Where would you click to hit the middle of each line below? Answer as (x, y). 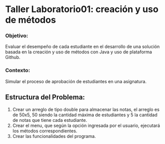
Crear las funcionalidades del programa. (54, 136)
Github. (13, 57)
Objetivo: (17, 36)
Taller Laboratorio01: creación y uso (82, 9)
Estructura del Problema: (45, 97)
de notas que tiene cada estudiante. (50, 120)
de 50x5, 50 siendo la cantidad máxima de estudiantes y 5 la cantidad (85, 115)
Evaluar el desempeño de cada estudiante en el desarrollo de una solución (82, 47)
